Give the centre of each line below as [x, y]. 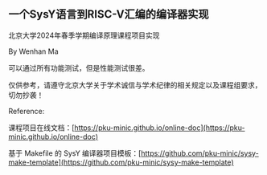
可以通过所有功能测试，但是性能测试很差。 [79, 67]
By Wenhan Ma [33, 51]
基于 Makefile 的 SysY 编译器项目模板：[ [75, 153]
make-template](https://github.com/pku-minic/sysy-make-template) [121, 162]
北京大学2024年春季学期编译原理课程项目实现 [84, 35]
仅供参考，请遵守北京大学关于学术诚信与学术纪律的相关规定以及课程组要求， [135, 85]
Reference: [27, 111]
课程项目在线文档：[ [41, 128]
